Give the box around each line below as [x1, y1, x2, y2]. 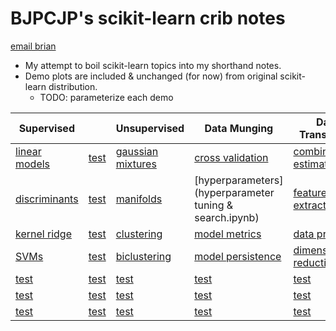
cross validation [194, 150, 269, 164]
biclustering [115, 249, 172, 263]
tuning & [194, 198, 234, 212]
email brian [10, 40, 57, 52]
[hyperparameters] [194, 173, 284, 187]
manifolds [115, 192, 163, 206]
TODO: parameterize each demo [39, 91, 174, 103]
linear [15, 144, 42, 158]
